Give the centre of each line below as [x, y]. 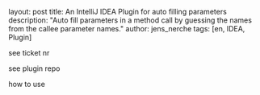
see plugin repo [34, 68]
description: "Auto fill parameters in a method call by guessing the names [130, 20]
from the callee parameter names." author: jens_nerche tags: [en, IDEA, [127, 29]
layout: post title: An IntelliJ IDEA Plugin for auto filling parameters [118, 12]
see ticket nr [29, 53]
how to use [27, 84]
